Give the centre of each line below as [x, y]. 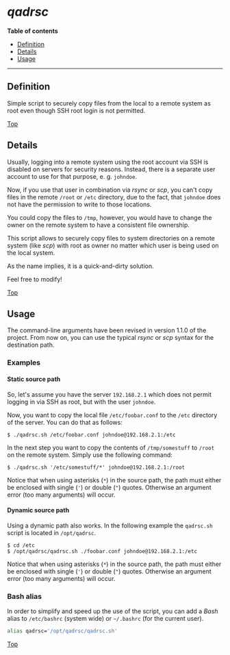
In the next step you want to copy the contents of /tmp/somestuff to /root [111, 447]
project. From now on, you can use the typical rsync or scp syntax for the [111, 338]
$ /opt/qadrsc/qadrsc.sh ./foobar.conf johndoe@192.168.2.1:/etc [102, 551]
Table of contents [33, 31]
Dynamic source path [38, 510]
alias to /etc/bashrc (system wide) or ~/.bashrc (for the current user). [105, 618]
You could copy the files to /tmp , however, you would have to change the [110, 217]
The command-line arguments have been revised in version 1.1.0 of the [107, 330]
